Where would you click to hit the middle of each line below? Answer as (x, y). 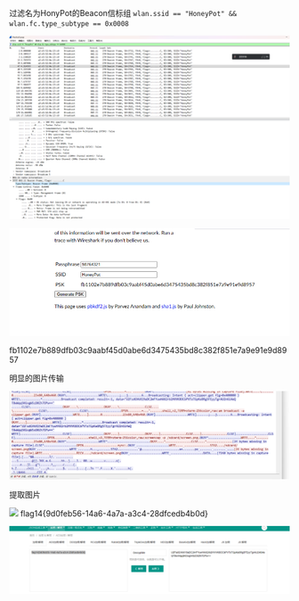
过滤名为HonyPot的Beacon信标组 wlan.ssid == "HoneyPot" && (123, 13)
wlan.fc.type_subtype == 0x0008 (69, 24)
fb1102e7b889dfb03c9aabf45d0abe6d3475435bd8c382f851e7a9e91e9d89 (148, 350)
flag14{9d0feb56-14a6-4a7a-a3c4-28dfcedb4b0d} (114, 514)
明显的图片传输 (36, 378)
